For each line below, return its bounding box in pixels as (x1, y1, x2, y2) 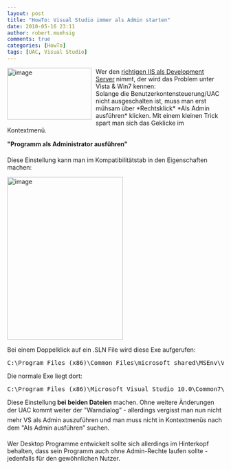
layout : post (7, 10, 45, 17)
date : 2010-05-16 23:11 (7, 23, 76, 30)
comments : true (7, 36, 51, 43)
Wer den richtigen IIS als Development (96, 67, 204, 76)
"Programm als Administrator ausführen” (7, 139, 128, 148)
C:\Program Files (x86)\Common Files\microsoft (7, 359, 170, 366)
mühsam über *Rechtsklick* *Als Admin (96, 104, 210, 112)
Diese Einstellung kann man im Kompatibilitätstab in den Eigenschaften (7, 156, 208, 164)
